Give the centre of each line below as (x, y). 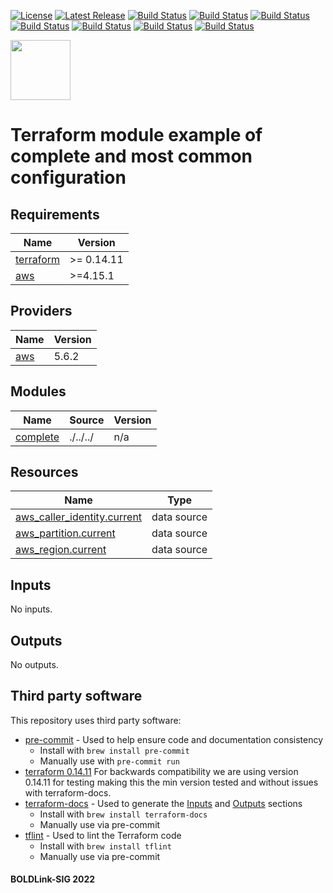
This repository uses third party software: (96, 720)
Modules (38, 391)
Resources (44, 472)
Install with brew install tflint (105, 846)
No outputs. (34, 665)
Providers (41, 311)
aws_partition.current (65, 533)
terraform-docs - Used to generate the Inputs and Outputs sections (163, 803)
